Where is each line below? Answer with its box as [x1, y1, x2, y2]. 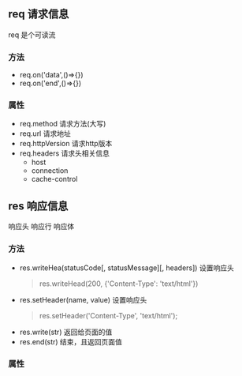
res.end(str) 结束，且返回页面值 [19, 337, 122, 346]
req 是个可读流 [8, 30, 56, 39]
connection [31, 166, 69, 175]
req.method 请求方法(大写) [19, 119, 106, 129]
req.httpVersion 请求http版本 [19, 139, 113, 149]
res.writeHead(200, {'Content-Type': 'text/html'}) [39, 279, 199, 288]
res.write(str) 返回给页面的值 [19, 327, 113, 337]
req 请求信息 [8, 7, 69, 21]
